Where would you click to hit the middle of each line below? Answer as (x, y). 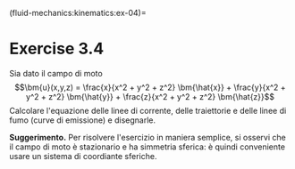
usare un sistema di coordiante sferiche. (83, 156)
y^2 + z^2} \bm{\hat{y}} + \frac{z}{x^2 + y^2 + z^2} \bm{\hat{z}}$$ (150, 96)
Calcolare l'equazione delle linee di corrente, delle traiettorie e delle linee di (148, 110)
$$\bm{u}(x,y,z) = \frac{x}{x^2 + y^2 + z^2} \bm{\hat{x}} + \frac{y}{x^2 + (150, 87)
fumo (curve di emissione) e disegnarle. (83, 120)
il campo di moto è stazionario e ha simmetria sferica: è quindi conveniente (147, 147)
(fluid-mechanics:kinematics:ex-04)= (78, 13)
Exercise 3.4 (57, 49)
